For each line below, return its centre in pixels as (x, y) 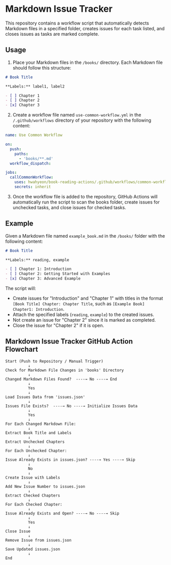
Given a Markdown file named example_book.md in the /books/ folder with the (85, 236)
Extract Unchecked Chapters (35, 442)
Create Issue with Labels (33, 478)
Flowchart (22, 349)
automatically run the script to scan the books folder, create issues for (86, 202)
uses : (20, 182)
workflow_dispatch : (31, 163)
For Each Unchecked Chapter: (36, 450)
